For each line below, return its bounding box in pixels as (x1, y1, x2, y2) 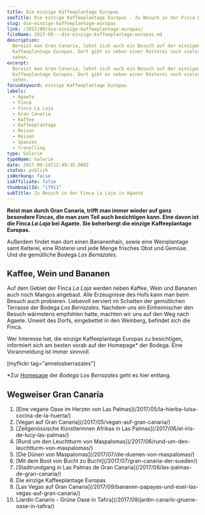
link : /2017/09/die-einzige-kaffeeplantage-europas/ (7, 26, 144, 32)
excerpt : (7, 60, 29, 66)
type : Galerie (7, 150, 43, 156)
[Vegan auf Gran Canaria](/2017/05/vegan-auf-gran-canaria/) (15, 418, 171, 426)
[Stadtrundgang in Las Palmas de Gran (15, 464, 113, 471)
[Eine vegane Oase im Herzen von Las (15, 405, 112, 413)
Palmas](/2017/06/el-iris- (131, 425, 195, 432)
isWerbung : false (7, 173, 51, 180)
